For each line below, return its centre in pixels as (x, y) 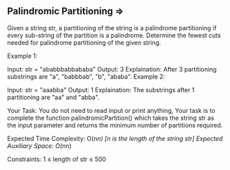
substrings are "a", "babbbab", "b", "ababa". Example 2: (86, 76)
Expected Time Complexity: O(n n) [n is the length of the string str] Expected (115, 138)
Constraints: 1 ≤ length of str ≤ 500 (57, 159)
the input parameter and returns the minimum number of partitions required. (115, 125)
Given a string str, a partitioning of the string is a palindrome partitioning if (112, 28)
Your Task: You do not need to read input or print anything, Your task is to (111, 110)
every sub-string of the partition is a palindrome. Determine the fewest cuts (114, 35)
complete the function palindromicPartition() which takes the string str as (111, 118)
